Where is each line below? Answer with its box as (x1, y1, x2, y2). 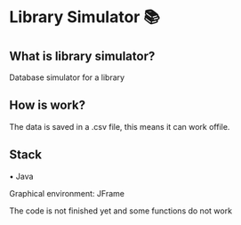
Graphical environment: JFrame (9, 188, 125, 198)
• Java (9, 171, 34, 181)
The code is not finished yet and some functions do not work (9, 205, 233, 216)
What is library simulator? (9, 48, 156, 63)
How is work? (9, 98, 86, 113)
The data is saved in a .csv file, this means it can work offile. (9, 121, 230, 132)
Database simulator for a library (9, 72, 125, 83)
